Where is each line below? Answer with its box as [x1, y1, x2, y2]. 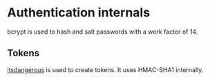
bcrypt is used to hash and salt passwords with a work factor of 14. [7, 27, 198, 36]
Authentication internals [7, 5, 151, 21]
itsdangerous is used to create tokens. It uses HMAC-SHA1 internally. [7, 65, 204, 73]
